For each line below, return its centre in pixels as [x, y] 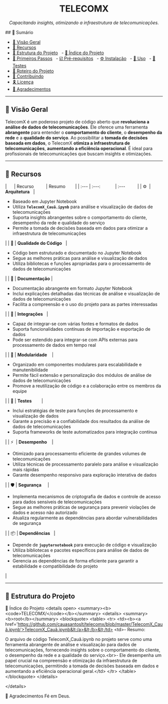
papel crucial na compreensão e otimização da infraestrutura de [71, 661]
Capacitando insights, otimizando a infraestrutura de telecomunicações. [84, 23]
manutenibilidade [30, 370]
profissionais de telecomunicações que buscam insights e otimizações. [79, 154]
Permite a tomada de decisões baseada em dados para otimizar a [80, 228]
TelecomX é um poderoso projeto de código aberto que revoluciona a [77, 121]
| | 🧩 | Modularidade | [29, 355]
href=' [12, 624]
